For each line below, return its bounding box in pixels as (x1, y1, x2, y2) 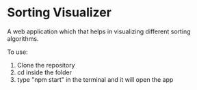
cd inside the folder (16, 68, 72, 76)
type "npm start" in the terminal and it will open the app (16, 75, 174, 83)
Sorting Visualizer (7, 5, 111, 20)
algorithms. (7, 34, 39, 42)
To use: (7, 48, 29, 56)
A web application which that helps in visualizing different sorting (7, 27, 191, 35)
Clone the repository (16, 61, 75, 69)
